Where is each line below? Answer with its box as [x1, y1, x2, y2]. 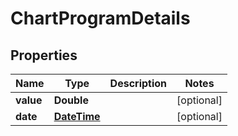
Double [53, 93, 89, 107]
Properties [10, 47, 78, 64]
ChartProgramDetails [10, 7, 191, 30]
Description [109, 77, 168, 90]
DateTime [53, 110, 101, 123]
